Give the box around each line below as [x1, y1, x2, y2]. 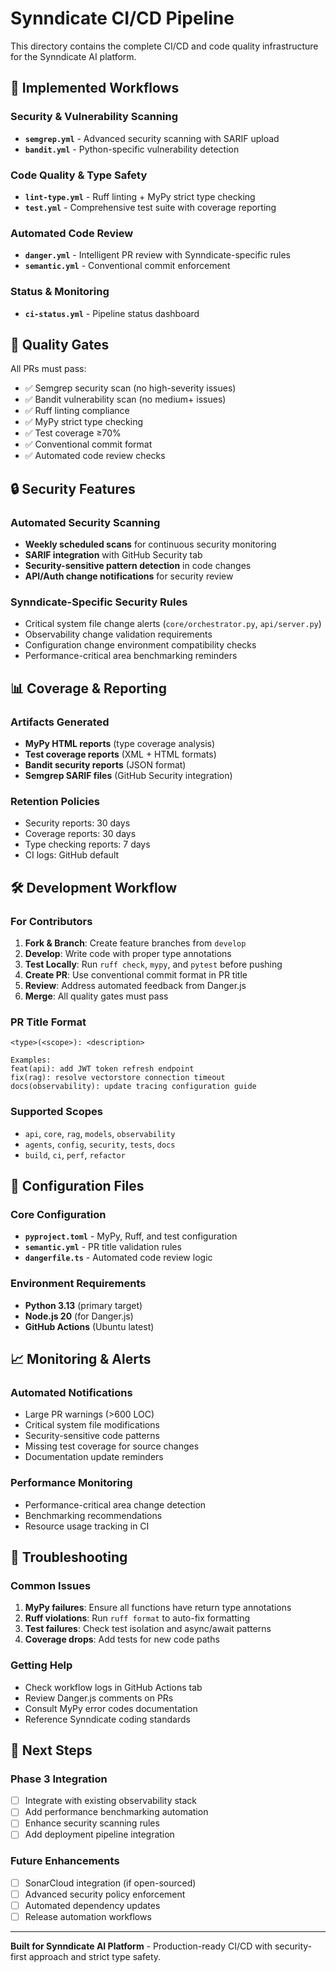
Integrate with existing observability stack [24, 1795, 198, 1807]
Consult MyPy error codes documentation [24, 1702, 198, 1714]
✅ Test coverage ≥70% [24, 427, 122, 439]
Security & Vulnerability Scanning [10, 110, 179, 124]
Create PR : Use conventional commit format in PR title [24, 968, 248, 981]
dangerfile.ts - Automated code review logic [24, 1252, 213, 1264]
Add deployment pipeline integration [24, 1828, 175, 1841]
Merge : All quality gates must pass [24, 990, 169, 1002]
